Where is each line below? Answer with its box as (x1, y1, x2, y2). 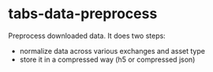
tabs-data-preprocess (8, 5, 158, 23)
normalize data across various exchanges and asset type (19, 46, 205, 55)
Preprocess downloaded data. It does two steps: (8, 31, 166, 40)
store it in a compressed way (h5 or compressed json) (19, 55, 196, 64)
